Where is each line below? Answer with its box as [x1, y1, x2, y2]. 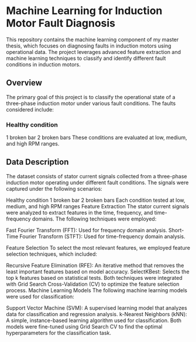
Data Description [6, 157, 69, 167]
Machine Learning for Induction [6, 4, 163, 18]
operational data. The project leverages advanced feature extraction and [6, 48, 181, 55]
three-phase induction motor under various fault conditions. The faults [6, 100, 176, 107]
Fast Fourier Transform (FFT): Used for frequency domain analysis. [6, 226, 168, 233]
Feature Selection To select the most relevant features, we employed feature [6, 244, 190, 251]
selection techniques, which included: [6, 250, 98, 258]
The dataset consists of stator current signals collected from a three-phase [6, 172, 187, 180]
